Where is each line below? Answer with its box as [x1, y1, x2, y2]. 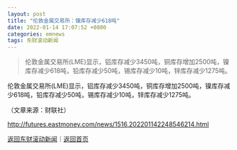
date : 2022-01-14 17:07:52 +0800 [7, 24, 107, 31]
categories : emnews [7, 30, 65, 38]
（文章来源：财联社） [7, 106, 70, 114]
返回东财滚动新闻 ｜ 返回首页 [7, 135, 89, 144]
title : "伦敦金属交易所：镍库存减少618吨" [7, 17, 120, 24]
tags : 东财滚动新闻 [7, 37, 59, 44]
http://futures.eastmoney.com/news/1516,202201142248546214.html [7, 120, 209, 129]
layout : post [7, 10, 46, 18]
